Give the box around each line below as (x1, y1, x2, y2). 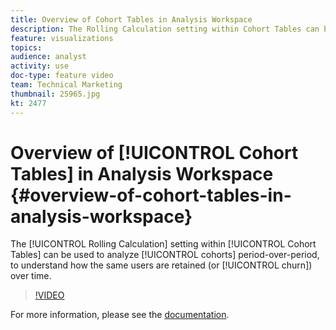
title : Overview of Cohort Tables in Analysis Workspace (10, 14, 253, 25)
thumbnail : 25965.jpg (10, 89, 101, 99)
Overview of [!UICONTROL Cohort (10, 141, 299, 164)
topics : (10, 42, 43, 53)
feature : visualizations (10, 33, 114, 43)
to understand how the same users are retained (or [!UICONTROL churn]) (10, 259, 313, 271)
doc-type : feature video (10, 71, 114, 81)
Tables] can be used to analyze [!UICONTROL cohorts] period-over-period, (10, 249, 320, 261)
